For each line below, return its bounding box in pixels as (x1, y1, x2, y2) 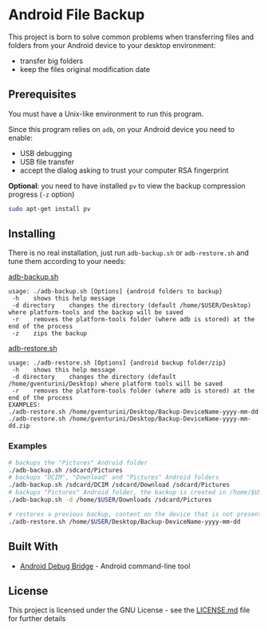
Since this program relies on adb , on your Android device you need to (8, 124, 235, 134)
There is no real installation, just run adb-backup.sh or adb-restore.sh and (8, 248, 250, 257)
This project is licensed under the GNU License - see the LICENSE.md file (8, 605, 250, 615)
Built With (8, 540, 58, 553)
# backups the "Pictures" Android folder (8, 458, 148, 467)
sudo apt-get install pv (8, 205, 91, 213)
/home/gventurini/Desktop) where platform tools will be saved (8, 380, 223, 389)
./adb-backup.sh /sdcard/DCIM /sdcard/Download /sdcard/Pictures (8, 481, 230, 489)
